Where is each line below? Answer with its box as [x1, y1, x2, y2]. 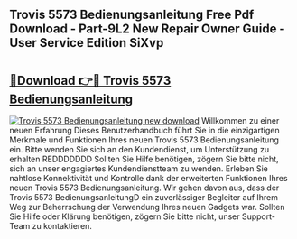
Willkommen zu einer [201, 115, 280, 125]
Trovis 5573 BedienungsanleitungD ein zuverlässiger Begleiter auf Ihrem [9, 192, 278, 202]
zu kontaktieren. [32, 221, 93, 231]
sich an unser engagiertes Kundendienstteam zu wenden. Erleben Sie [9, 163, 268, 174]
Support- [241, 211, 275, 222]
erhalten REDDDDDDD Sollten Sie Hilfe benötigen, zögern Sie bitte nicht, [9, 153, 279, 164]
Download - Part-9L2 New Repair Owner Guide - [9, 22, 286, 37]
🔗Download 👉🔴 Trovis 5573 [9, 72, 172, 88]
